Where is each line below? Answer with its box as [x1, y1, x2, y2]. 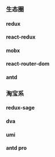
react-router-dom [6, 60, 50, 67]
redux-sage [6, 104, 35, 111]
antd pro [6, 145, 27, 152]
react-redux [6, 33, 36, 40]
